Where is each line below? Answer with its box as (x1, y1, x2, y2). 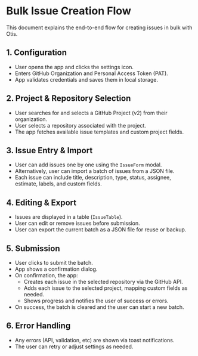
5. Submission (6, 243, 61, 253)
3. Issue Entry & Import (6, 145, 93, 156)
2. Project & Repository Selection (6, 94, 131, 104)
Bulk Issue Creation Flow (6, 4, 131, 18)
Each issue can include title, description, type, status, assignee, (14, 174, 172, 181)
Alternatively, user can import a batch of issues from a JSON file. (14, 168, 175, 175)
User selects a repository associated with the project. (14, 122, 146, 129)
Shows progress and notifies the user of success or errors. (23, 297, 169, 304)
